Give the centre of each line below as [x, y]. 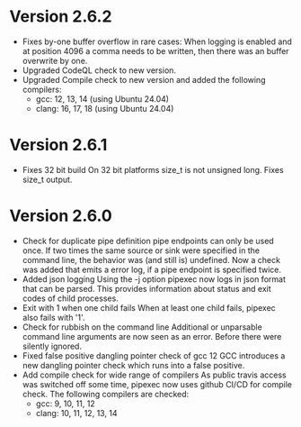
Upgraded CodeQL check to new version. [99, 70]
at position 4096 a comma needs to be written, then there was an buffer [155, 50]
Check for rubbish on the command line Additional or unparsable [142, 327]
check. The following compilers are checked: [106, 394]
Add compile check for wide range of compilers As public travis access [154, 375]
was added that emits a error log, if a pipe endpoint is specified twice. [151, 269]
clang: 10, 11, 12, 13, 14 [77, 413]
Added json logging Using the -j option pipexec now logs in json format [154, 279]
